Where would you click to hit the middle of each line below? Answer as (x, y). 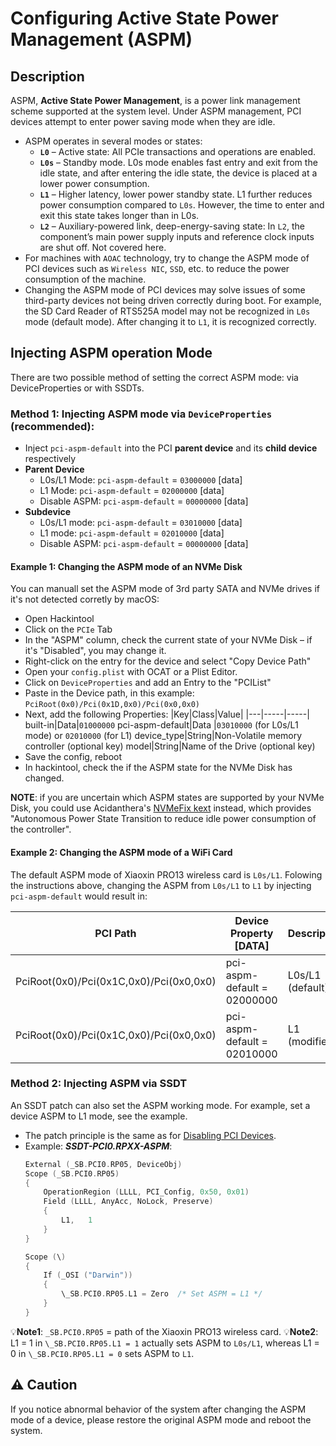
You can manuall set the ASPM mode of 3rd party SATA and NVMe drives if (165, 589)
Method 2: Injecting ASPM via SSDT (99, 1084)
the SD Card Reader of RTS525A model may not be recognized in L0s (167, 311)
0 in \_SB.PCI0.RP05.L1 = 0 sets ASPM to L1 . (102, 1353)
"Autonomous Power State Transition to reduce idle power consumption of (163, 819)
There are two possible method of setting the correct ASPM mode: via (154, 377)
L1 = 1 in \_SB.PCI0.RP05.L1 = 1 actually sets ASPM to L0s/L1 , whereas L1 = (165, 1343)
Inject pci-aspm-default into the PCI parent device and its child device (171, 448)
